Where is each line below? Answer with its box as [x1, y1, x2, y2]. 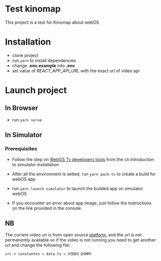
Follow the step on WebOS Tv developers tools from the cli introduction [12, 156, 154, 162]
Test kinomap [5, 3, 61, 15]
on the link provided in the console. [12, 205, 82, 211]
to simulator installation [12, 161, 59, 168]
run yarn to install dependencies [12, 57, 76, 63]
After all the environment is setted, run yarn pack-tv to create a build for [12, 171, 156, 177]
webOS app [12, 176, 36, 182]
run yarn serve [12, 117, 42, 123]
